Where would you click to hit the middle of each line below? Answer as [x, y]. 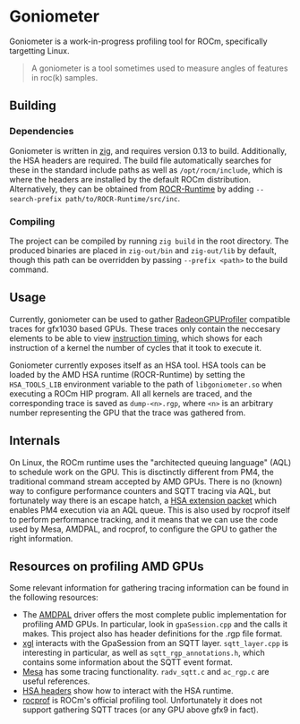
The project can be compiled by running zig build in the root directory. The [149, 241]
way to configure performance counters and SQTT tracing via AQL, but [140, 490]
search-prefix [36, 199]
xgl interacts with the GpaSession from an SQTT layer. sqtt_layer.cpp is [155, 643]
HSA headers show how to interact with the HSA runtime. [128, 691]
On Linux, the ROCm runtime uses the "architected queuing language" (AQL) [150, 462]
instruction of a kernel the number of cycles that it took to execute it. [136, 347]
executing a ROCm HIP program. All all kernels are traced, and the [131, 393]
